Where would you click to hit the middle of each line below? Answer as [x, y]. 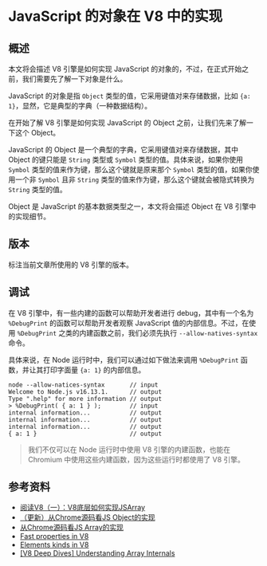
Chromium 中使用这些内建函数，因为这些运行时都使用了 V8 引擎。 [136, 459]
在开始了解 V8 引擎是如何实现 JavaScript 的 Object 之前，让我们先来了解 [128, 123]
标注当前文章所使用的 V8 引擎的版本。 [71, 265]
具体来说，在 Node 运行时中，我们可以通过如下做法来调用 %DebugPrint [124, 360]
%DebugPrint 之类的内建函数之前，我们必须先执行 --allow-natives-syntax [137, 332]
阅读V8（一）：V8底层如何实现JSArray [82, 508]
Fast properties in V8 [54, 537]
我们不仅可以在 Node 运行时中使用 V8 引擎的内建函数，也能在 [129, 449]
